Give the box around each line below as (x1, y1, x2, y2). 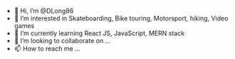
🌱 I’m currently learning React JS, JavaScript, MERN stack (14, 29, 185, 37)
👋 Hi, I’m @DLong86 (14, 7, 74, 15)
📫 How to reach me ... (14, 44, 80, 53)
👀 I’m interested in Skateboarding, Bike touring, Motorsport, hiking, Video (14, 14, 229, 22)
